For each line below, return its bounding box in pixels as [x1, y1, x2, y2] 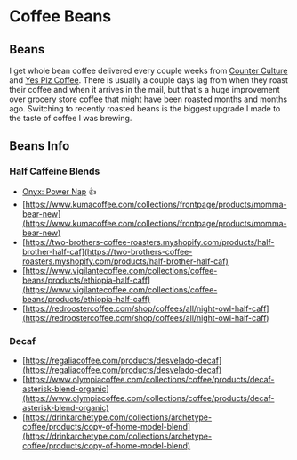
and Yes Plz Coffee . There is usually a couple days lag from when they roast [9, 75, 289, 86]
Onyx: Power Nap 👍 [21, 185, 97, 197]
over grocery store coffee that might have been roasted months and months [9, 94, 287, 104]
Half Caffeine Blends [9, 165, 100, 177]
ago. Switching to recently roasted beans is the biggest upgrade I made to [9, 103, 281, 113]
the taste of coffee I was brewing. [9, 113, 132, 123]
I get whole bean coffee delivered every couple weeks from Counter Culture [9, 65, 288, 76]
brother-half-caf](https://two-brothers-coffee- [21, 246, 193, 257]
